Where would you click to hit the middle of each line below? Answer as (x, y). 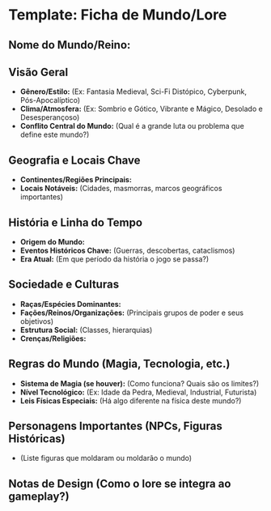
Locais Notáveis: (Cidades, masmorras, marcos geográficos (121, 189)
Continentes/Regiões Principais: (76, 180)
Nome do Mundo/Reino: (70, 45)
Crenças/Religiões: (53, 339)
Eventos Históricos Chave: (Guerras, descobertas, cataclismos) (127, 251)
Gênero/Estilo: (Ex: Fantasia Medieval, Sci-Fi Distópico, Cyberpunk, (133, 92)
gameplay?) (39, 496)
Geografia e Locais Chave (74, 160)
